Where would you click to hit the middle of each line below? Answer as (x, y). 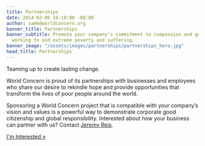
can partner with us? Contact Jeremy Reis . (60, 125)
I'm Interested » (26, 136)
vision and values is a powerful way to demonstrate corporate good (91, 112)
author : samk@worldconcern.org (46, 23)
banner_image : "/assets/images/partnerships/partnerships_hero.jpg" (95, 46)
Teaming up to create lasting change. (53, 69)
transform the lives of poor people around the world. (72, 93)
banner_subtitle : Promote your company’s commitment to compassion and (99, 35)
